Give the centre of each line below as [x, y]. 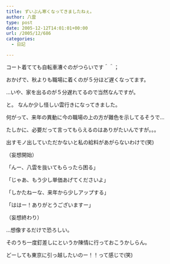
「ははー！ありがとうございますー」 [50, 204]
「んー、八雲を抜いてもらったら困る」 [52, 167]
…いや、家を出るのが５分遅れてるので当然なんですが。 [73, 92]
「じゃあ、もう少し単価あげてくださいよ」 [57, 180]
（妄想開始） [21, 154]
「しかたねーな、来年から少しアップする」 [58, 192]
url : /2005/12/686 [29, 34]
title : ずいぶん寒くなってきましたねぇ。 [50, 11]
